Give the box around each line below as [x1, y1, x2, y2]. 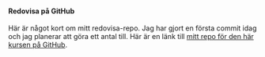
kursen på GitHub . [8, 40, 68, 50]
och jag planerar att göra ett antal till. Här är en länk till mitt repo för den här [8, 32, 255, 41]
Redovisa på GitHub [8, 6, 75, 16]
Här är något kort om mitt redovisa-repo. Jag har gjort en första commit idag [8, 23, 257, 33]
